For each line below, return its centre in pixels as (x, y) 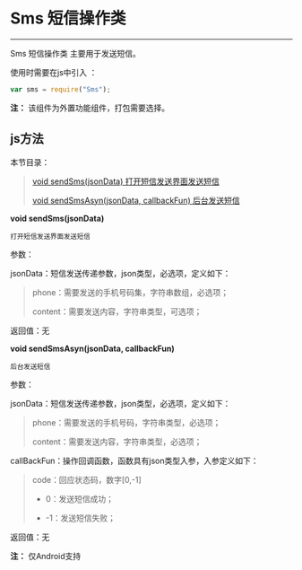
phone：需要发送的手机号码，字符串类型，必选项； (126, 422)
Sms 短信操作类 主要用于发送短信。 (76, 53)
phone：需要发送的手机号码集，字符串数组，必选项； (130, 292)
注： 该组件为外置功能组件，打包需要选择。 (90, 108)
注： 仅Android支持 (46, 556)
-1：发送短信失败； (80, 518)
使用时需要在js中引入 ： (54, 72)
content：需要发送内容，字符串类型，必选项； (117, 442)
